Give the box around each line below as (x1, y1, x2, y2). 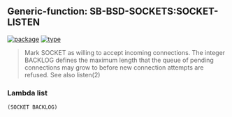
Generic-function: (7, 6, 88, 17)
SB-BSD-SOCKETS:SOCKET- (89, 6, 219, 17)
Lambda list (7, 88, 48, 97)
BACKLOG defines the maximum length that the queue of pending (24, 56, 215, 64)
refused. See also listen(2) (24, 70, 101, 79)
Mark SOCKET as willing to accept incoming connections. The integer (24, 48, 226, 56)
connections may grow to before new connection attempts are (24, 63, 204, 72)
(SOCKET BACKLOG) (7, 104, 58, 111)
